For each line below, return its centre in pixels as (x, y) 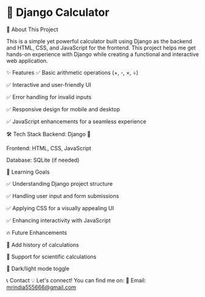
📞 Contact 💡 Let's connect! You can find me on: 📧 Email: (76, 280)
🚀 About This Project (32, 29)
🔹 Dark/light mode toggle (38, 268)
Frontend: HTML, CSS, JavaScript (49, 148)
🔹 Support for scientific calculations (51, 257)
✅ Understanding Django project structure (60, 183)
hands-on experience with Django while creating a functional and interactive (102, 54)
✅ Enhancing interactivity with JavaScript (59, 220)
